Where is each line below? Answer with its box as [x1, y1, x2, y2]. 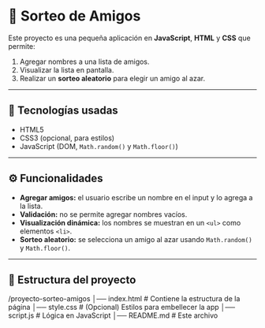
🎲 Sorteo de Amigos [8, 7, 141, 25]
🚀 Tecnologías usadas [8, 104, 118, 117]
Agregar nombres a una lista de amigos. [19, 57, 150, 66]
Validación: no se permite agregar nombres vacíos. [19, 209, 188, 219]
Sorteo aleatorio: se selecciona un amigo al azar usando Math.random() [19, 234, 252, 244]
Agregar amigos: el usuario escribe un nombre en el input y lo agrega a [19, 192, 253, 202]
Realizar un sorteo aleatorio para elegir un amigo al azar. [19, 73, 206, 83]
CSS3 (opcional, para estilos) [19, 133, 115, 143]
